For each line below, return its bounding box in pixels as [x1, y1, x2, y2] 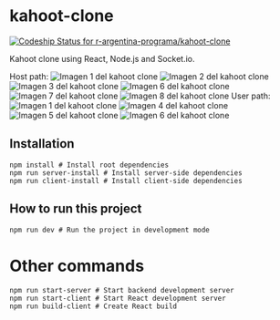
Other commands [9, 255, 144, 276]
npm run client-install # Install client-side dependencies [9, 176, 244, 185]
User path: [231, 90, 271, 101]
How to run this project [9, 201, 142, 217]
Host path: [9, 70, 49, 82]
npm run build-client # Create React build [9, 302, 178, 311]
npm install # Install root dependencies [9, 160, 170, 170]
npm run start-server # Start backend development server [9, 285, 234, 294]
